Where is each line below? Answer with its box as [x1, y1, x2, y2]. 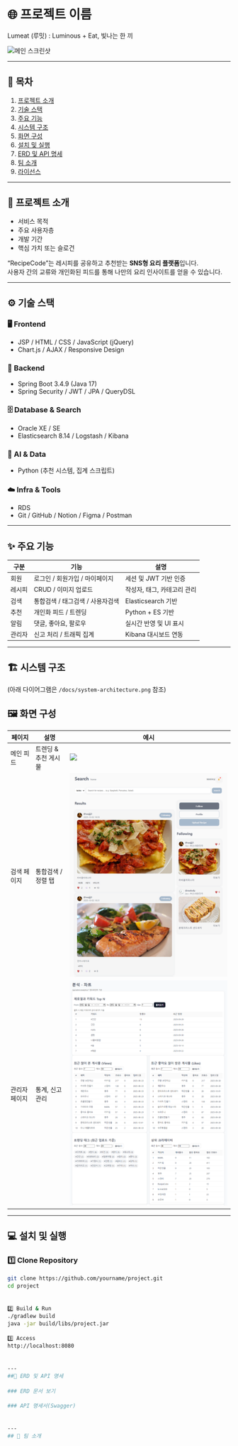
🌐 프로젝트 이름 [7, 6, 92, 23]
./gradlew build [7, 1312, 55, 1320]
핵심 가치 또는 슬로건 [17, 243, 75, 252]
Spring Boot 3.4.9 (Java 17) [17, 379, 97, 388]
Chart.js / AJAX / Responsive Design [17, 345, 125, 354]
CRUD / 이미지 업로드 [33, 586, 93, 594]
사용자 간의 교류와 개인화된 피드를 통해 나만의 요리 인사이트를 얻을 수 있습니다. [7, 267, 223, 276]
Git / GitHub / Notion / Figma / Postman [17, 511, 132, 519]
